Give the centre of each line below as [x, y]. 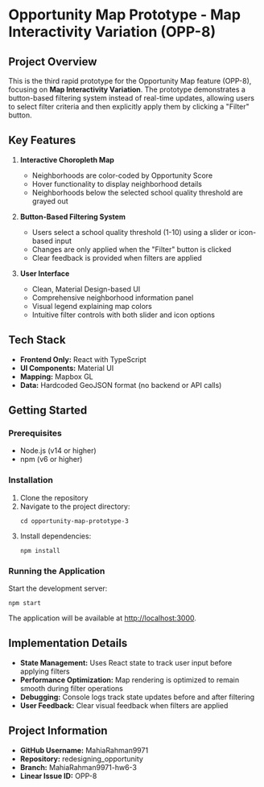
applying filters [45, 671]
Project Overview [53, 62]
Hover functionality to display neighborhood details [117, 183]
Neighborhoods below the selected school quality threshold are [137, 192]
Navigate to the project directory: [75, 506]
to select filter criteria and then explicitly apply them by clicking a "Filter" [129, 107]
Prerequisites [35, 433]
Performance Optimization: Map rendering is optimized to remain [130, 680]
